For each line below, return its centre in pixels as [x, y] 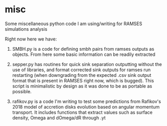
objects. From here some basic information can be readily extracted [84, 54]
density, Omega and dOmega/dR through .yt [59, 118]
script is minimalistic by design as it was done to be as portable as [82, 86]
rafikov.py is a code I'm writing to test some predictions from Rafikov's [87, 101]
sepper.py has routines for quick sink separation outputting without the [87, 64]
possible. [22, 91]
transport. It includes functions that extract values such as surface [82, 112]
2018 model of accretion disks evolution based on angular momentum [86, 107]
